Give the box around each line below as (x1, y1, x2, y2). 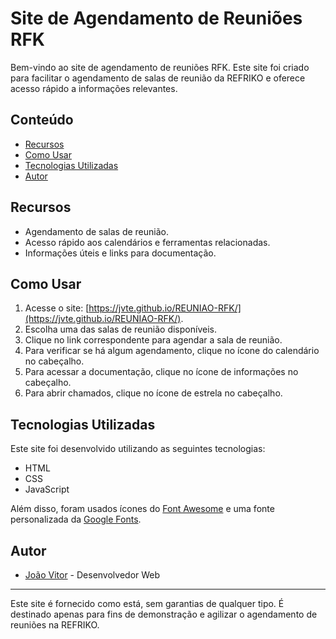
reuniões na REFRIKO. (10, 619, 100, 631)
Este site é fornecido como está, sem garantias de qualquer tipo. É (10, 598, 285, 609)
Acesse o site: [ (24, 302, 90, 314)
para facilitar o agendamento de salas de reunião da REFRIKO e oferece (10, 72, 306, 84)
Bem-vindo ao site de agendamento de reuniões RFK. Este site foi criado (10, 61, 310, 73)
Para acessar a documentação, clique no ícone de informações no (24, 366, 299, 378)
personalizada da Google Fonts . (10, 513, 142, 526)
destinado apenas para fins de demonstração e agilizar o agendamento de (10, 608, 318, 620)
